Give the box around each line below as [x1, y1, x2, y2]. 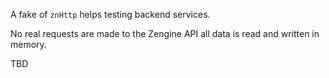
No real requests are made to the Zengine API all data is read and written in [10, 28, 320, 39]
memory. [10, 39, 47, 50]
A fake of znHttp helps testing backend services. [10, 9, 211, 20]
